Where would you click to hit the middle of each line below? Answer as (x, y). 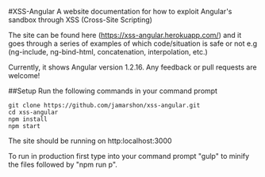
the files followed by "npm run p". (63, 164)
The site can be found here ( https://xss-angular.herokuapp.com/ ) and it (125, 35)
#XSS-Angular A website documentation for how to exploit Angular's (120, 11)
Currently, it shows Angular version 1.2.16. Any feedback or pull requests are (132, 67)
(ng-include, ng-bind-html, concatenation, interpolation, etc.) (108, 52)
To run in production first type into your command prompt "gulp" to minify (129, 156)
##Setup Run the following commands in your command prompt (113, 91)
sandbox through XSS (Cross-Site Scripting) (81, 20)
